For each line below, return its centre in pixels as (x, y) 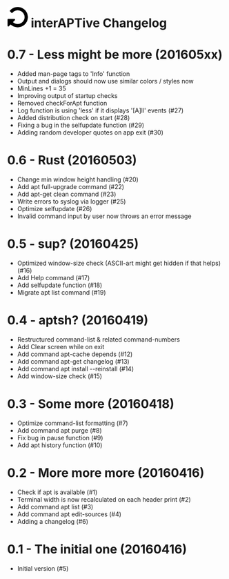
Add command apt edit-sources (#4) (69, 514)
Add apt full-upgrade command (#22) (71, 187)
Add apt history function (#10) (60, 445)
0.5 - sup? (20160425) (73, 244)
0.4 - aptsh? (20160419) (78, 321)
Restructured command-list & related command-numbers (99, 339)
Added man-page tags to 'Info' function (73, 74)
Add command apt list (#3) (55, 507)
